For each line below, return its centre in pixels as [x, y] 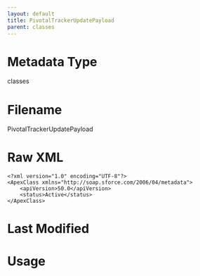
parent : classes [31, 27]
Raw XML [35, 157]
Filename [35, 109]
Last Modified [48, 229]
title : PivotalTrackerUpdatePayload [61, 20]
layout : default [31, 14]
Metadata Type [52, 62]
